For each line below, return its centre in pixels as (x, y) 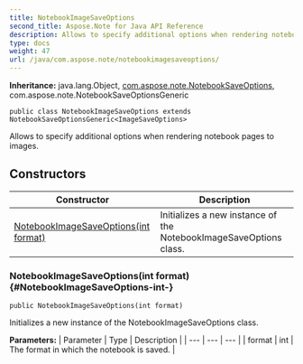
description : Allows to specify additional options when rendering (139, 34)
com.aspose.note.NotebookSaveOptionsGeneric (99, 95)
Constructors (48, 174)
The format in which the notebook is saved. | (92, 350)
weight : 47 (30, 51)
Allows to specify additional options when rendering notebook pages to (142, 136)
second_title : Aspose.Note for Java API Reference (106, 26)
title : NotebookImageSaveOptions (72, 18)
